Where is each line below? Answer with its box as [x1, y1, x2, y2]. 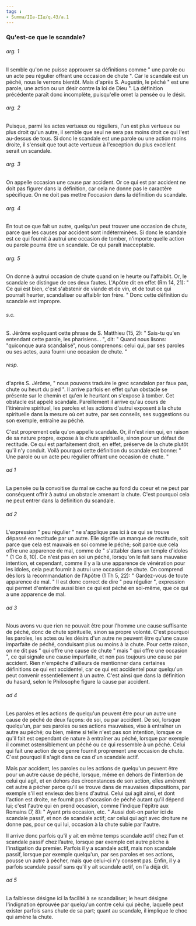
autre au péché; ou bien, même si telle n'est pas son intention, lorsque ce [6, 728, 183, 735]
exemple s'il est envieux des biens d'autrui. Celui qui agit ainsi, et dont [6, 790, 175, 797]
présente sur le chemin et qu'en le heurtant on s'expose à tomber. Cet [6, 392, 174, 399]
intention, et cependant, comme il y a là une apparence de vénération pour [6, 560, 185, 567]
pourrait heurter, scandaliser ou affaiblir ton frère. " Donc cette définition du [6, 291, 188, 299]
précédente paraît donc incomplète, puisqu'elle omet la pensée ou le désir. [6, 91, 186, 98]
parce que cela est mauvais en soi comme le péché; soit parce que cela [6, 541, 178, 548]
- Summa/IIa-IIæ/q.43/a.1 [6, 14, 69, 20]
